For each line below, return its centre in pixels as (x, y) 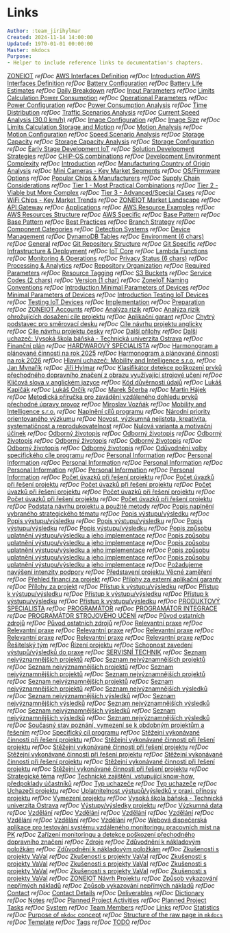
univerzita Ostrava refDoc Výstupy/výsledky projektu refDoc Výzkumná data (115, 805)
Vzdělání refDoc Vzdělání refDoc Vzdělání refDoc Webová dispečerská (107, 820)
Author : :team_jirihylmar (44, 31)
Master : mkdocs (29, 50)
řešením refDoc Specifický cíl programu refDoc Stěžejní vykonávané (103, 733)
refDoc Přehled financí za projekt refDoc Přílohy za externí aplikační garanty (114, 579)
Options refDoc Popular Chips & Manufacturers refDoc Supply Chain (104, 178)
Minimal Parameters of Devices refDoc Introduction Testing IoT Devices (108, 295)
